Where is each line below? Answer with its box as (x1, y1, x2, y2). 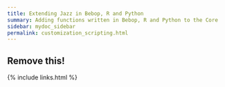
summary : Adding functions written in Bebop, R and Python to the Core (7, 17, 218, 23)
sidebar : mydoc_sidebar (7, 23, 76, 30)
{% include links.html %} (7, 73, 78, 81)
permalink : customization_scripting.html (7, 29, 129, 37)
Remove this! (7, 55, 65, 66)
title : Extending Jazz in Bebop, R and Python (7, 10, 144, 17)
